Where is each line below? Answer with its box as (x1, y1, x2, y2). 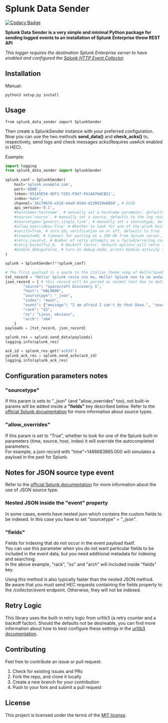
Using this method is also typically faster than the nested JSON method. (5, 576, 154, 582)
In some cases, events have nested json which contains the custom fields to (5, 511, 162, 517)
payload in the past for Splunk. (5, 454, 68, 460)
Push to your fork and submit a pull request (12, 684, 101, 690)
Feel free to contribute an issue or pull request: (5, 658, 102, 664)
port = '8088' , (14, 186, 41, 192)
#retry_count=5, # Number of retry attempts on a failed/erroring (14, 238, 155, 243)
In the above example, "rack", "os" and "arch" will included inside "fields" (5, 561, 156, 567)
